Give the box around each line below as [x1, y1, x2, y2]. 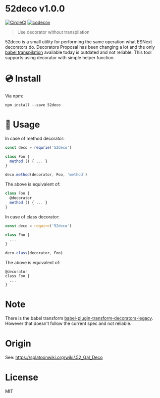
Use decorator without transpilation [17, 29, 90, 35]
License [5, 372, 39, 383]
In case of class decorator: [5, 213, 60, 219]
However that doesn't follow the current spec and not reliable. [5, 320, 132, 326]
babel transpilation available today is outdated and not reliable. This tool [5, 49, 152, 55]
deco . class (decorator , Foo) [5, 251, 63, 256]
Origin [5, 338, 31, 349]
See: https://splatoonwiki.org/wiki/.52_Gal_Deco [5, 354, 103, 360]
